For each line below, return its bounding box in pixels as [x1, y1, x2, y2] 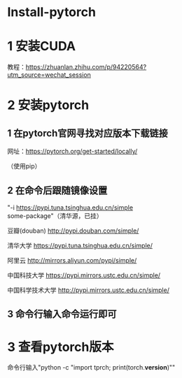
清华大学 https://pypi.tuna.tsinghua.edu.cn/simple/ [7, 241, 153, 249]
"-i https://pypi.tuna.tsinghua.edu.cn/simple [7, 203, 134, 212]
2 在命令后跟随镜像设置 [7, 184, 108, 196]
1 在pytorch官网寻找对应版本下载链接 [7, 127, 168, 139]
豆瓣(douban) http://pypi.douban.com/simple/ [7, 226, 139, 235]
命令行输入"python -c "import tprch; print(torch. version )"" [7, 363, 176, 372]
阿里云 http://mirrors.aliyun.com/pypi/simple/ [7, 256, 137, 264]
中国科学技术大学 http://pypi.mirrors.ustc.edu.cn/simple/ [7, 286, 170, 294]
